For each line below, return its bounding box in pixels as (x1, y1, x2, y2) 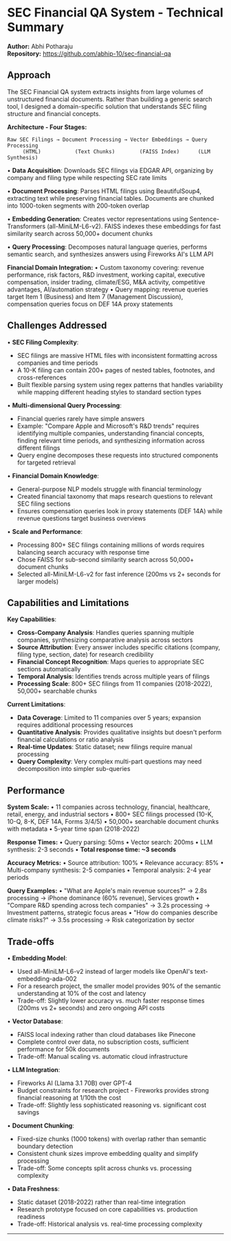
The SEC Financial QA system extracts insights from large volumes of (7, 87, 203, 96)
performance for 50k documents (16, 1045, 110, 1053)
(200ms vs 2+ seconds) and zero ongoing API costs (16, 1004, 165, 1011)
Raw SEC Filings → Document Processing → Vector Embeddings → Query (7, 136, 208, 143)
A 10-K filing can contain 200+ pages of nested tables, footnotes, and (16, 366, 215, 374)
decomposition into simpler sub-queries (16, 765, 131, 773)
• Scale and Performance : (7, 527, 83, 535)
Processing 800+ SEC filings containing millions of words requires (16, 541, 205, 549)
